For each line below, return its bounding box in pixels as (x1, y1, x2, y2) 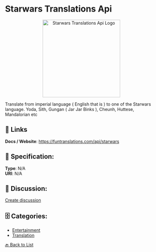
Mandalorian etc (5, 111, 38, 117)
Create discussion (5, 197, 41, 203)
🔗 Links (5, 126, 28, 134)
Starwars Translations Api (5, 3, 112, 15)
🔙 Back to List (5, 242, 34, 248)
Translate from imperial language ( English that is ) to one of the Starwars (5, 101, 151, 107)
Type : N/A (5, 165, 26, 171)
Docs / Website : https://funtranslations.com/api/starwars (5, 138, 120, 144)
